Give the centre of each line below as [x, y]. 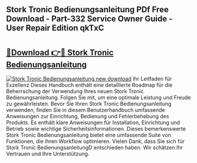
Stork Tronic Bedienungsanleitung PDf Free [88, 10]
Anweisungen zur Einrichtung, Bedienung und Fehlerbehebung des [88, 116]
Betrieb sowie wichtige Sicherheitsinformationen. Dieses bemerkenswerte [96, 129]
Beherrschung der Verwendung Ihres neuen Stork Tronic [75, 91]
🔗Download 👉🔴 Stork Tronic [60, 52]
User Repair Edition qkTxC [55, 28]
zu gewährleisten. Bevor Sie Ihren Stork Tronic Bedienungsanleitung [89, 104]
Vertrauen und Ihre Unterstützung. [48, 154]
